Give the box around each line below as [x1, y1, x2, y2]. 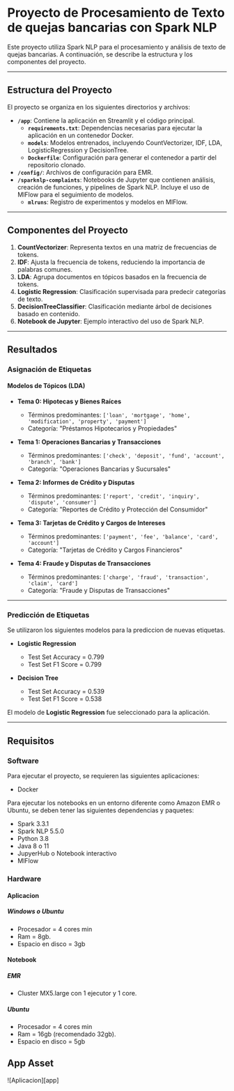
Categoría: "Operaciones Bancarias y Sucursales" [27, 465, 171, 473]
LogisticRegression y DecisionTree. [27, 146, 129, 154]
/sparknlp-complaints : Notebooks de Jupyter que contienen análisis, [17, 176, 216, 184]
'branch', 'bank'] [27, 458, 81, 466]
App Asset [7, 1058, 54, 1069]
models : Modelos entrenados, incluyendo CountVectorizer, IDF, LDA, [27, 138, 223, 147]
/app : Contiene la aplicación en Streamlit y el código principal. [17, 116, 195, 125]
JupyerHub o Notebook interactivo [17, 849, 117, 858]
